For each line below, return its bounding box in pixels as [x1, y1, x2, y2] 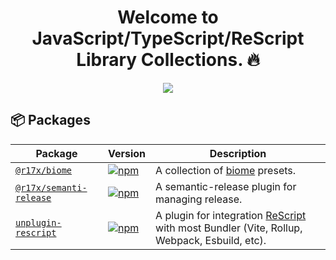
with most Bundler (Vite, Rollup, [155, 221, 303, 235]
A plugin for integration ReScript [155, 208, 307, 222]
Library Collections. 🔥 [76, 49, 260, 71]
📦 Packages [10, 112, 91, 129]
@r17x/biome [15, 164, 73, 176]
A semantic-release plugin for [155, 179, 297, 193]
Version [107, 146, 147, 160]
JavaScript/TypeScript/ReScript [31, 27, 305, 50]
